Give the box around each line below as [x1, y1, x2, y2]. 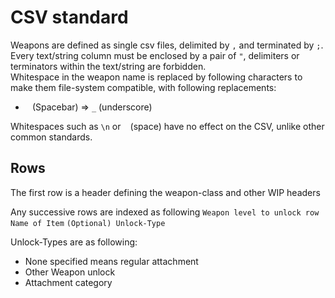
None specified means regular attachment [24, 255, 199, 267]
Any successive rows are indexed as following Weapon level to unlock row [10, 206, 320, 218]
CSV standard [10, 6, 129, 29]
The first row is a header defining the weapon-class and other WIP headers [10, 186, 321, 198]
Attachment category [24, 276, 113, 288]
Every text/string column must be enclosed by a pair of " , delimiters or [10, 49, 300, 61]
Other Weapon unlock [24, 266, 116, 278]
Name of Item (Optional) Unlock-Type [10, 218, 166, 228]
